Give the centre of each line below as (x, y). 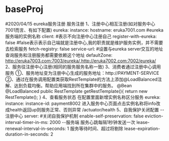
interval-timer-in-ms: (27, 122)
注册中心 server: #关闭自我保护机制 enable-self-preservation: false (74, 116)
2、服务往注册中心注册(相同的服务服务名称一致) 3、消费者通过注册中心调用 (83, 67)
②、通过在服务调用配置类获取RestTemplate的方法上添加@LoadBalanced (81, 79)
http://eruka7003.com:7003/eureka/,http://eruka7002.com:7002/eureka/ (81, 61)
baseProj (24, 9)
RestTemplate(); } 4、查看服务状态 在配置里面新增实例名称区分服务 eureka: (83, 97)
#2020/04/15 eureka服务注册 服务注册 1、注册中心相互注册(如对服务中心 (80, 24)
